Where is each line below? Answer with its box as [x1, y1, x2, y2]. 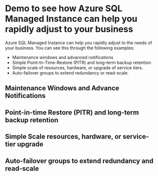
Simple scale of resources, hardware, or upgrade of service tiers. [12, 64, 143, 71]
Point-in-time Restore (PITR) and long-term [5, 108, 139, 117]
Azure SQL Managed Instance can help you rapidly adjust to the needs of [5, 39, 153, 45]
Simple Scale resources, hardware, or [5, 133, 121, 141]
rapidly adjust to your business [5, 24, 133, 35]
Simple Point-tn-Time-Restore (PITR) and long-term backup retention [12, 59, 151, 65]
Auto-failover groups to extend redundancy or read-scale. [12, 70, 129, 76]
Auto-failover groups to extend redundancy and [5, 156, 154, 165]
